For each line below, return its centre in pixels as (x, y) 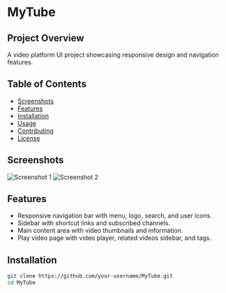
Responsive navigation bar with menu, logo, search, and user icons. (115, 216)
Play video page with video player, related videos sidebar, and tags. (114, 238)
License (29, 138)
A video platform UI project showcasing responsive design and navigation (113, 55)
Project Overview (46, 38)
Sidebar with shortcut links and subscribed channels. (94, 223)
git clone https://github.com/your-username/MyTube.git (90, 276)
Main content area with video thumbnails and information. (100, 231)
